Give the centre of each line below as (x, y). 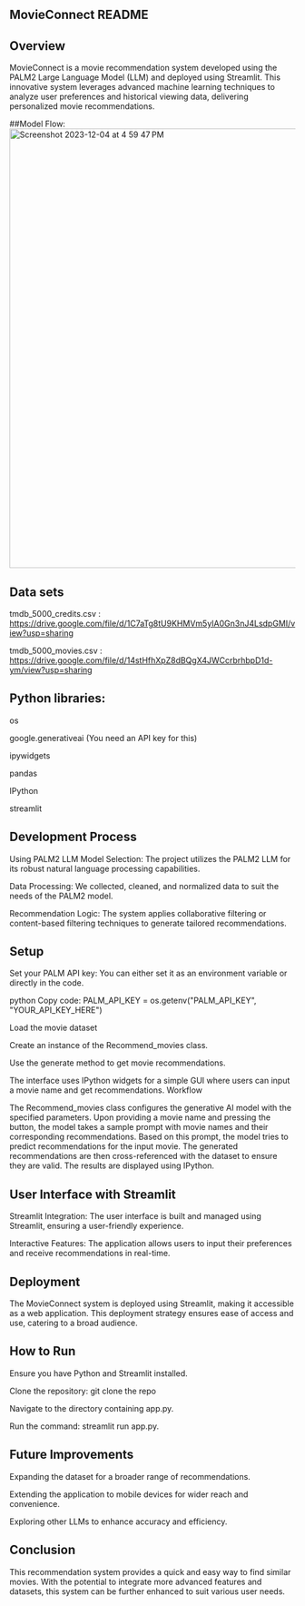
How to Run (43, 1351)
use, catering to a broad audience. (74, 1323)
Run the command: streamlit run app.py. (84, 1426)
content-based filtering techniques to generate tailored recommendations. (148, 923)
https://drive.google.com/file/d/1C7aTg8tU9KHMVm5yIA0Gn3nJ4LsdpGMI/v (152, 624)
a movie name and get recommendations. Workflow (106, 1090)
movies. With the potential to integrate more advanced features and (136, 1581)
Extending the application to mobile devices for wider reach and (129, 1494)
